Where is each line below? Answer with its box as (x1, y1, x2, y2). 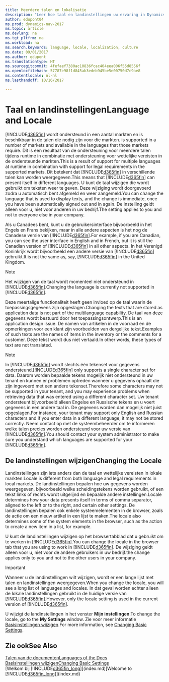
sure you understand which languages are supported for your (5, 436, 133, 442)
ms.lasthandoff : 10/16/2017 (5, 78, 64, 83)
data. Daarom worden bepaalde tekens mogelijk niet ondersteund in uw (5, 372, 153, 378)
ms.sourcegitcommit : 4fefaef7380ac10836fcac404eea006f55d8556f (5, 64, 141, 69)
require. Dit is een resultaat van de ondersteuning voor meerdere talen (5, 147, 151, 153)
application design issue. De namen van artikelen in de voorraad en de (5, 320, 151, 326)
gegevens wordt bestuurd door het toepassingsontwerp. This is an (5, 315, 142, 321)
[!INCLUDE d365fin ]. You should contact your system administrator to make (5, 431, 159, 437)
